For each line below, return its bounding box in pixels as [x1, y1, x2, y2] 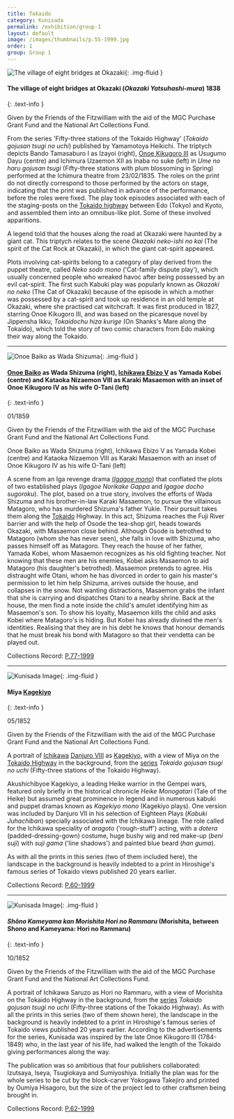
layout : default [7, 29, 54, 37]
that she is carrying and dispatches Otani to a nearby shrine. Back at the [7, 594, 214, 602]
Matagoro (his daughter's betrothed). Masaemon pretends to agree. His [7, 564, 212, 573]
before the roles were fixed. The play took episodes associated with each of [7, 193, 226, 203]
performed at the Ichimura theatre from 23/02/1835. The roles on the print [7, 172, 219, 180]
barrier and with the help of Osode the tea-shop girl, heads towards [7, 520, 202, 528]
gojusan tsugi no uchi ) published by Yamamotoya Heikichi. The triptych [7, 142, 212, 150]
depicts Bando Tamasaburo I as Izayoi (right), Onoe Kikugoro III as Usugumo [7, 149, 226, 158]
